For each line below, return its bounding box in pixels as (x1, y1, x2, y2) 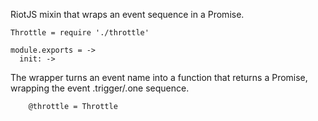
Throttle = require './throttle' (10, 28, 150, 38)
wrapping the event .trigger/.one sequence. (10, 82, 190, 94)
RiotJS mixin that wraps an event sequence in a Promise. (10, 9, 245, 20)
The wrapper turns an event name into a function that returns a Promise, (10, 72, 308, 83)
